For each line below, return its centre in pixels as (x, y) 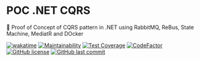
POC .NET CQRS (48, 11)
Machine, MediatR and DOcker (45, 33)
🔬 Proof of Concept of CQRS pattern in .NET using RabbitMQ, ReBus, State (100, 27)
